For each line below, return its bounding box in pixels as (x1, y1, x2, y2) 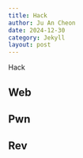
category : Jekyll (8, 33, 66, 42)
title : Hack (8, 11, 47, 20)
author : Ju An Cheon (8, 19, 77, 27)
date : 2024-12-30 (8, 26, 66, 34)
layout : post (8, 41, 51, 49)
